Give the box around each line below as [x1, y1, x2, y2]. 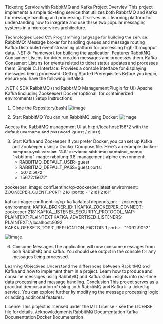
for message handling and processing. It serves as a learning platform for [5, 15, 152, 20]
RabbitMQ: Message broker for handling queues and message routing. [5, 39, 146, 45]
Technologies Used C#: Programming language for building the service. [5, 34, 149, 40]
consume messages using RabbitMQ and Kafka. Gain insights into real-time [5, 274, 157, 279]
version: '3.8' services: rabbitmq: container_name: [41, 149, 143, 154]
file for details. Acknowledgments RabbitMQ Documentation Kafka [5, 309, 138, 315]
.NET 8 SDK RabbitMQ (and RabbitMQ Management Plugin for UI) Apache [5, 85, 153, 91]
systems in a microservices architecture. [5, 25, 87, 31]
